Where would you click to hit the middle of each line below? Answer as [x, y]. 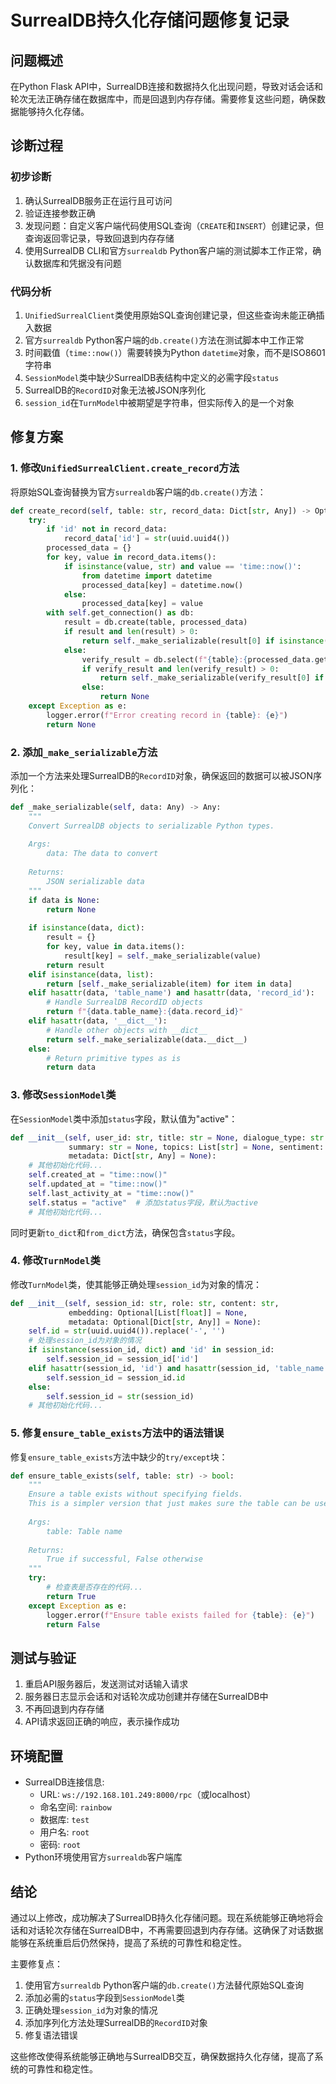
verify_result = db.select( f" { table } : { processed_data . [198, 659]
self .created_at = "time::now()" [98, 1175]
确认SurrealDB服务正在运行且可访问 [98, 200]
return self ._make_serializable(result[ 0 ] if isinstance [203, 641]
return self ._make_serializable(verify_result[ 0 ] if [212, 678]
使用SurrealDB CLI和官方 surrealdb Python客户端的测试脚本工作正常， [168, 250]
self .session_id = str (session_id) [120, 1396]
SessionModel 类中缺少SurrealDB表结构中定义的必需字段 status [152, 377]
